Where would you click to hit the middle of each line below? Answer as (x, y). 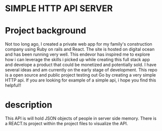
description (29, 105)
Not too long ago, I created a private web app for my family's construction (79, 44)
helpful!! (13, 85)
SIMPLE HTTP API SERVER (59, 8)
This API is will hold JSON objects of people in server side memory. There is (81, 118)
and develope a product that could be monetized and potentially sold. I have (81, 65)
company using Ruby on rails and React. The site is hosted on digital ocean (80, 49)
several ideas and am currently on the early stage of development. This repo (81, 70)
